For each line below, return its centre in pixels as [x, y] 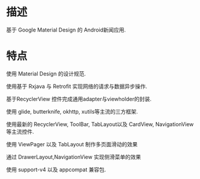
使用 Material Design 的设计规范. [46, 73]
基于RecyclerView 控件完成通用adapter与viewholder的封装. [79, 99]
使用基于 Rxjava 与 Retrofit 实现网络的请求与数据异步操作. [77, 86]
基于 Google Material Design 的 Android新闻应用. [66, 30]
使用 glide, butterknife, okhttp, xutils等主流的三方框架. [72, 111]
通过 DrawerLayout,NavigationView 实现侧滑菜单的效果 [74, 157]
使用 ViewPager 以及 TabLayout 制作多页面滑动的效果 [72, 144]
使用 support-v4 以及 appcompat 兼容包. [56, 169]
